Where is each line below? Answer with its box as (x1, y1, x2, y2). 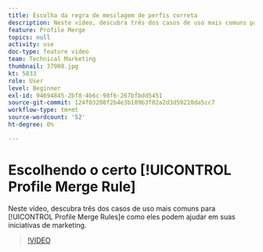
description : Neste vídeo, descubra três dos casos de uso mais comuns (8, 19, 247, 27)
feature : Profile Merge (8, 26, 86, 34)
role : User (8, 77, 44, 85)
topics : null (8, 33, 51, 41)
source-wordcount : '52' (8, 113, 86, 121)
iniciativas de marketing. (8, 220, 87, 229)
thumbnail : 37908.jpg (8, 63, 79, 70)
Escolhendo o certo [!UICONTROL (8, 161, 232, 178)
